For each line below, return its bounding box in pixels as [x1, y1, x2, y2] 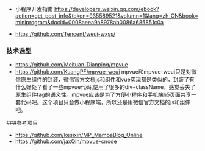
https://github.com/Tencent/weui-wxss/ [15, 30, 116, 38]
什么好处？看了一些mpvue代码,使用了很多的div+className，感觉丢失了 [15, 83, 196, 91]
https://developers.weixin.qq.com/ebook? [54, 5, 160, 12]
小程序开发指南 [15, 5, 53, 12]
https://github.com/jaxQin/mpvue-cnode [15, 138, 117, 145]
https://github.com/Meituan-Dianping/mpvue [15, 61, 128, 68]
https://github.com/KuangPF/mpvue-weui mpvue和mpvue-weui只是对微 [15, 68, 197, 75]
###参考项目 [6, 119, 38, 127]
